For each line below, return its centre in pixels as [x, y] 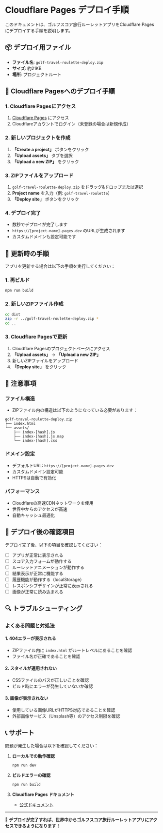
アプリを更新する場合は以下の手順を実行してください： [60, 266]
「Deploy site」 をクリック [39, 367]
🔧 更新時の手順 [27, 253]
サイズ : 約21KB [27, 68]
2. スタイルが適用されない [31, 668]
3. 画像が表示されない [27, 698]
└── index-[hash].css [35, 441]
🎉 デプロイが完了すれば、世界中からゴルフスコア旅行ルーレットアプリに [77, 819]
